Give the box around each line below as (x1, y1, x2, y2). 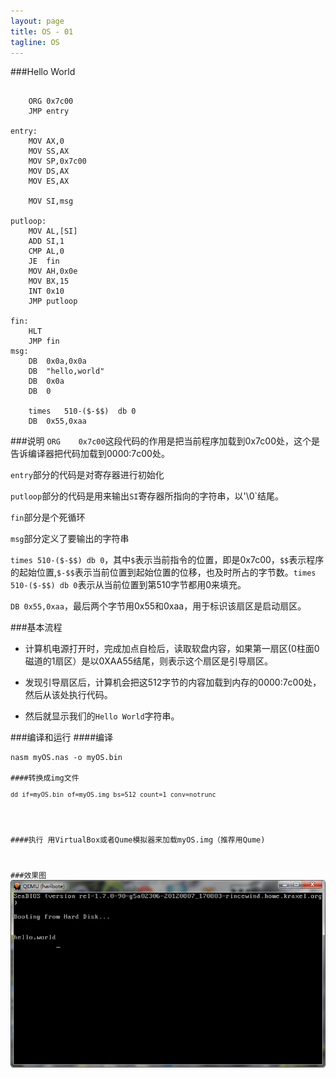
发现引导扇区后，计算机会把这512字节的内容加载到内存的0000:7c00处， (24, 676, 322, 689)
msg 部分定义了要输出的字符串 (10, 533, 130, 545)
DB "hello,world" (28, 366, 105, 377)
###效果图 (10, 870, 47, 880)
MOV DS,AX (28, 166, 70, 177)
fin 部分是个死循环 (10, 511, 86, 524)
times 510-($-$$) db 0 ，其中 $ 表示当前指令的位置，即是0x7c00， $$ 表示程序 (10, 554, 325, 566)
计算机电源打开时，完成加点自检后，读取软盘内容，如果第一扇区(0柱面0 (24, 643, 320, 655)
